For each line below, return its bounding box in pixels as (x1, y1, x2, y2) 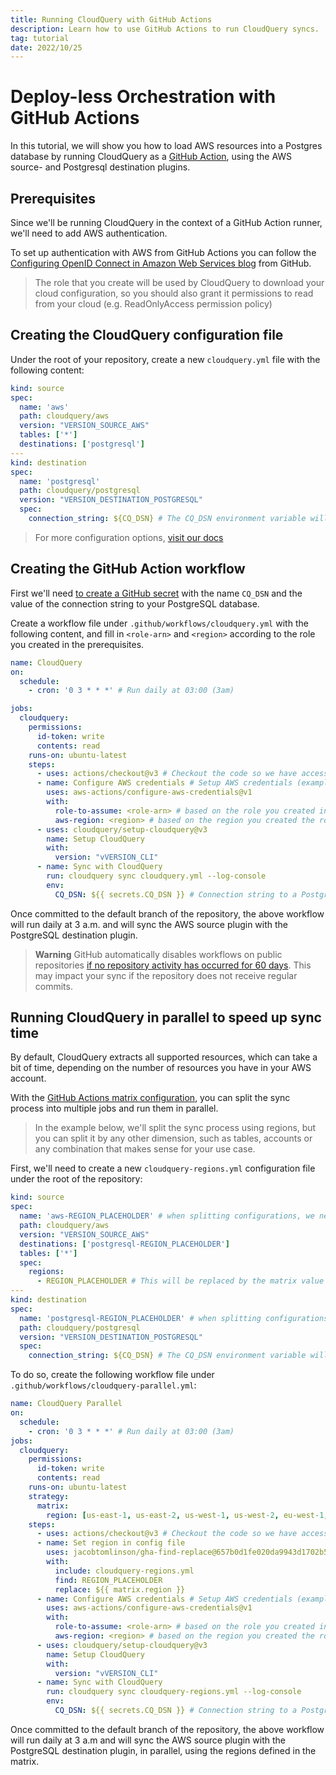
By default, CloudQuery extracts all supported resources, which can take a (10, 1051, 318, 1063)
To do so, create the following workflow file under (10, 1369, 215, 1381)
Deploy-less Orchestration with (10, 86, 277, 108)
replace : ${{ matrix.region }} (54, 1584, 186, 1595)
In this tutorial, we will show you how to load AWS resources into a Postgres (10, 140, 323, 152)
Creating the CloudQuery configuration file (10, 327, 284, 344)
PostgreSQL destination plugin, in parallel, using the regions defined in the (10, 1744, 317, 1756)
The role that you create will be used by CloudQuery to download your (34, 277, 325, 288)
